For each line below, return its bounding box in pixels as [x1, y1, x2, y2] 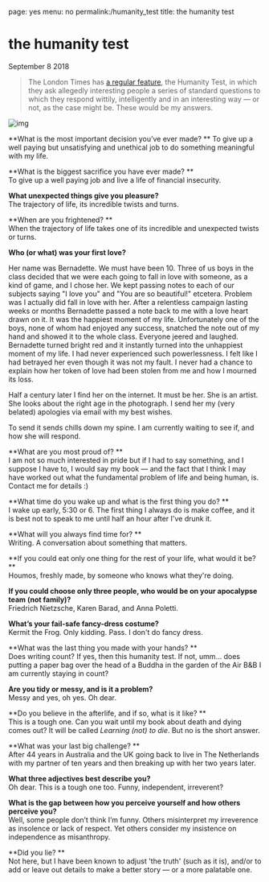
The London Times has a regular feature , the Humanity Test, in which [27, 76, 258, 87]
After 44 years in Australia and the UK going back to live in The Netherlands [8, 749, 259, 759]
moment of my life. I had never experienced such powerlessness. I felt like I [8, 348, 259, 358]
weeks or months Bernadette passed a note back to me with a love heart [8, 306, 249, 315]
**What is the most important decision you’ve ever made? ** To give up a [8, 134, 254, 143]
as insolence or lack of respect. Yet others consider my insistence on [8, 823, 237, 833]
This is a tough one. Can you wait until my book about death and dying [8, 716, 243, 727]
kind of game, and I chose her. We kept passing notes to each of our [8, 280, 235, 290]
